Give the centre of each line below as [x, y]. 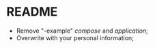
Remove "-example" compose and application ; [82, 31]
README [32, 12]
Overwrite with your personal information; [75, 37]
